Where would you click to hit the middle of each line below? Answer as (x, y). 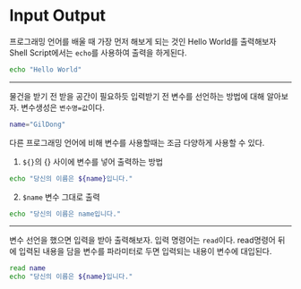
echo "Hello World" (46, 69)
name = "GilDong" (38, 124)
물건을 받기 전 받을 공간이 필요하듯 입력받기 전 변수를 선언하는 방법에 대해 (137, 96)
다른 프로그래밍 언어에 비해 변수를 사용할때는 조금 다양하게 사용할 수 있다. (137, 142)
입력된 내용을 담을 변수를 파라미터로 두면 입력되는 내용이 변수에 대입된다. (145, 251)
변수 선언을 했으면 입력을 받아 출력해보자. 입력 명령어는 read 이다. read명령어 (142, 240)
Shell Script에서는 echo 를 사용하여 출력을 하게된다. (98, 52)
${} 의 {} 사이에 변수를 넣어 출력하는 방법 (93, 161)
